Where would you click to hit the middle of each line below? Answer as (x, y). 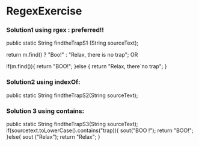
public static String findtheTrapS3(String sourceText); (72, 124)
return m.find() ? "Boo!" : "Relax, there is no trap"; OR (72, 55)
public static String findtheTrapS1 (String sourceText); (72, 43)
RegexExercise (44, 11)
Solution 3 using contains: (45, 111)
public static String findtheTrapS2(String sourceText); (72, 95)
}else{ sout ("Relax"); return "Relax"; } (53, 137)
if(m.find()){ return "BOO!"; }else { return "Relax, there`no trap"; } (87, 66)
